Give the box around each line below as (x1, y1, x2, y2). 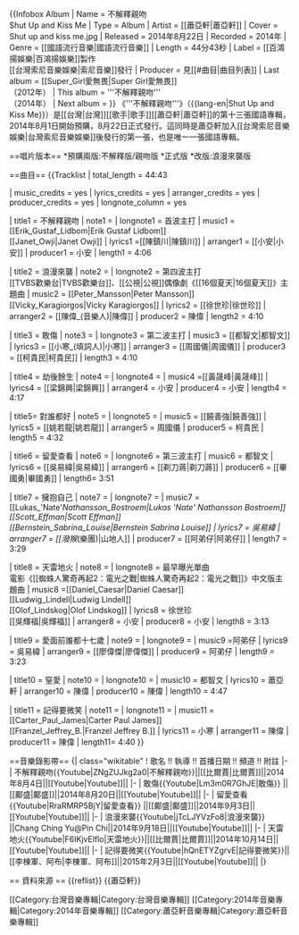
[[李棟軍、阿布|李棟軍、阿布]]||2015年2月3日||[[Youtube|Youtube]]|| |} (9, 856, 267, 866)
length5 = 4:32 (9, 433, 64, 442)
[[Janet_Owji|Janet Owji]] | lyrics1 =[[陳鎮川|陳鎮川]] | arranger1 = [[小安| (9, 236, 277, 247)
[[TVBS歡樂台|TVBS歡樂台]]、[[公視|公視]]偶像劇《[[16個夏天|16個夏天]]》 (9, 277, 281, 288)
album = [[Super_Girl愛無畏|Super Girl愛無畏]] (9, 76, 178, 86)
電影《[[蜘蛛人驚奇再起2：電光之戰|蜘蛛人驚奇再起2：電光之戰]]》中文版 (9, 573, 276, 584)
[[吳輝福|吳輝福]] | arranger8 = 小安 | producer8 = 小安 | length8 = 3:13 (9, 616, 270, 627)
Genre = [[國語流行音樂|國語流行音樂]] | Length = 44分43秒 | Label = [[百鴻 (9, 42, 286, 53)
